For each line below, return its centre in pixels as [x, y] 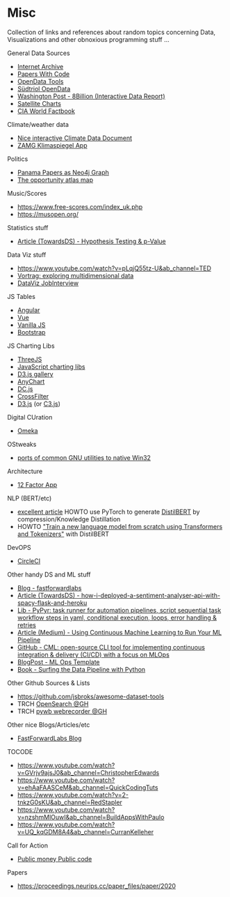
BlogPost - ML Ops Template [58, 662]
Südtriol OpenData [44, 89]
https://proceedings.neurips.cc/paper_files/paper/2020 [96, 886]
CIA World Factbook [46, 111]
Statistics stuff [28, 227]
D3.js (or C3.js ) [39, 404]
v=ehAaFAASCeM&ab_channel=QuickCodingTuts [88, 787]
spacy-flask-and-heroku [52, 603]
